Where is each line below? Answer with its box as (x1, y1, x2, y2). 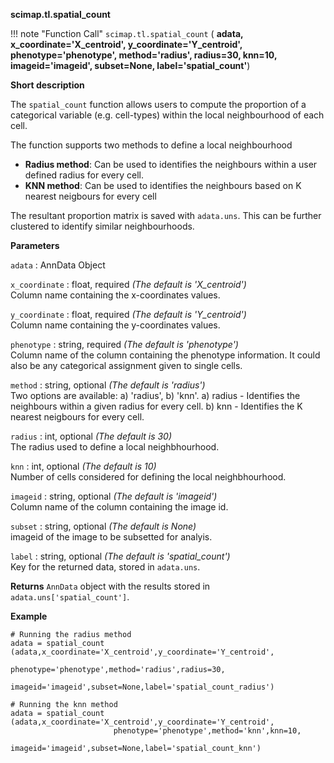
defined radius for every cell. (24, 169, 145, 181)
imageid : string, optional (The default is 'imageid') (10, 490, 218, 502)
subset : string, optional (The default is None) (10, 520, 197, 532)
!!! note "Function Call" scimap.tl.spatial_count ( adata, (10, 28, 244, 39)
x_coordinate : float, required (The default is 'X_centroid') (10, 279, 247, 290)
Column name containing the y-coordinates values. (10, 319, 221, 331)
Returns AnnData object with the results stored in (10, 580, 211, 592)
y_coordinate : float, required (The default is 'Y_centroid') (10, 309, 247, 320)
